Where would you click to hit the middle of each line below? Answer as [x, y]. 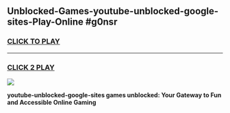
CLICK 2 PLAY [31, 67]
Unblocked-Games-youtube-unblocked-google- [113, 11]
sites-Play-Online [46, 22]
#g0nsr [101, 22]
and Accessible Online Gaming [52, 102]
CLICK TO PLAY [34, 42]
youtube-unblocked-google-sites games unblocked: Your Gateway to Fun [114, 95]
